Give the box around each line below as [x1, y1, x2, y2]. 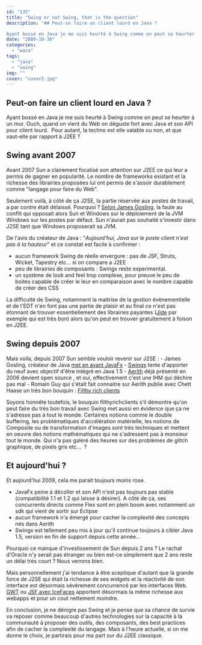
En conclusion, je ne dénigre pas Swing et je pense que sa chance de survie [6, 606, 195, 613]
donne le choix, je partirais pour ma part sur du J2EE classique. [6, 632, 164, 639]
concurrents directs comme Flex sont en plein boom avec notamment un [14, 501, 195, 508]
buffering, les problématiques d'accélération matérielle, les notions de [6, 417, 180, 424]
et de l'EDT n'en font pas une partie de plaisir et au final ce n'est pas [6, 302, 176, 310]
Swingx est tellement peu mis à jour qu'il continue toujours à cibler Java [14, 527, 194, 534]
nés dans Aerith [14, 520, 55, 527]
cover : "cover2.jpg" [6, 76, 58, 82]
